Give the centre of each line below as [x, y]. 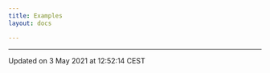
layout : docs [30, 23]
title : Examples [35, 16]
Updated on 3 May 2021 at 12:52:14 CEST [77, 60]
